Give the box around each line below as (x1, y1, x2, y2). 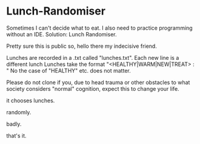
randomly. (6, 108, 32, 116)
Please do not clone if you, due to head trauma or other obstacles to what (6, 79, 190, 86)
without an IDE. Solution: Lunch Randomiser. (6, 30, 117, 38)
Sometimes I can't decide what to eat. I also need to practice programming (6, 24, 193, 31)
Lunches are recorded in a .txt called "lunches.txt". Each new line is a (6, 54, 179, 61)
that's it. (6, 132, 27, 139)
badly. (6, 120, 22, 128)
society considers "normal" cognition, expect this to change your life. (6, 85, 180, 92)
